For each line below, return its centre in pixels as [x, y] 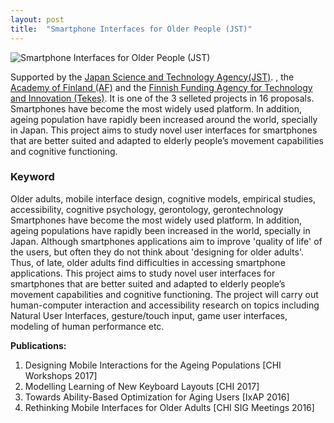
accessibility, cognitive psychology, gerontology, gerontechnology [147, 209]
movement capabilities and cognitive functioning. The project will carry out [164, 294]
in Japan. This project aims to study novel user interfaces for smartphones [164, 130]
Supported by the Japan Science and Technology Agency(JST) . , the [152, 77]
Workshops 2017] [61, 375]
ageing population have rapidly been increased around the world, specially [164, 119]
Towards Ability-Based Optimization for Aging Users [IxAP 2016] [157, 397]
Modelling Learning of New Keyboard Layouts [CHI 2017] [142, 386]
